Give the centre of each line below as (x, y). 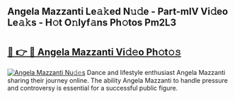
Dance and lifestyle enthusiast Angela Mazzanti (156, 72)
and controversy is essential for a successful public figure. (93, 88)
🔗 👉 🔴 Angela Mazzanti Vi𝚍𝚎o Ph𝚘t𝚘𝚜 (94, 52)
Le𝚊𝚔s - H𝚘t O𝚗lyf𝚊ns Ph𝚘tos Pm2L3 (92, 23)
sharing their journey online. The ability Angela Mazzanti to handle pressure (117, 80)
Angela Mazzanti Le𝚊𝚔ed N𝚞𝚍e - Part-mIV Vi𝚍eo (118, 12)
